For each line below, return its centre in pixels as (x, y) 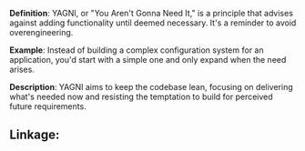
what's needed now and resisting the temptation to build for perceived (141, 96)
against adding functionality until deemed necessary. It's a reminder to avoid (153, 23)
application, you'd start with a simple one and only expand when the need (148, 60)
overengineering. (41, 32)
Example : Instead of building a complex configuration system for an (137, 50)
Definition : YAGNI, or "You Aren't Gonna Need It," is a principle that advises (152, 13)
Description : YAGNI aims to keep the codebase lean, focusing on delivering (151, 87)
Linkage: (35, 135)
